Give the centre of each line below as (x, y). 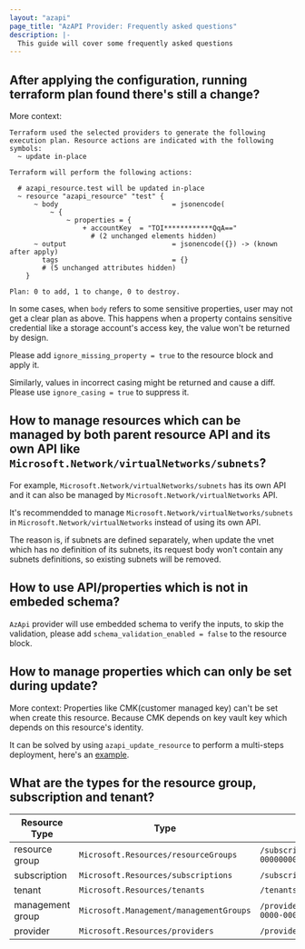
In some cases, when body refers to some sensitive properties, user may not (151, 309)
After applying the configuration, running (128, 80)
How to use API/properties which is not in (129, 588)
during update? (54, 686)
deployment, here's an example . (69, 754)
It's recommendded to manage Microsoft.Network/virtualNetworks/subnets (151, 512)
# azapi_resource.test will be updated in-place (111, 189)
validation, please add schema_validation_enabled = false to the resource (148, 634)
